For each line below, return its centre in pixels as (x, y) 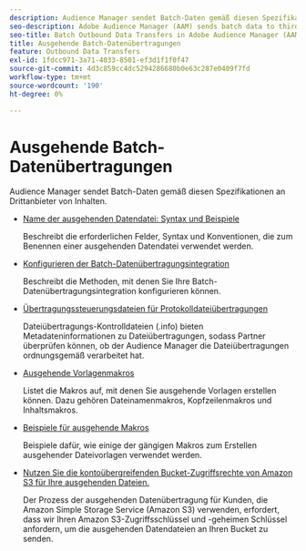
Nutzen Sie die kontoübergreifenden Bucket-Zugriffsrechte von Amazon (158, 473)
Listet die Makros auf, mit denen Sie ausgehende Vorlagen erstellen (149, 391)
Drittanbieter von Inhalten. (58, 201)
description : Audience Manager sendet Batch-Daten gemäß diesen (134, 18)
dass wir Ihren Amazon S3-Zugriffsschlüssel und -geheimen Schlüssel (155, 519)
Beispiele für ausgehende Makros (86, 428)
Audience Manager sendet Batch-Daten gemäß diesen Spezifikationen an (148, 191)
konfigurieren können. (179, 291)
